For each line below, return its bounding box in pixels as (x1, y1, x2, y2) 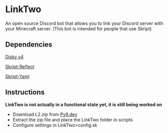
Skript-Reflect (5, 63, 35, 69)
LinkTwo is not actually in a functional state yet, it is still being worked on (5, 101, 162, 107)
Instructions (5, 88, 45, 97)
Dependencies (5, 40, 52, 49)
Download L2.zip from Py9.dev (12, 111, 78, 117)
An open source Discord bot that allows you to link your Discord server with (5, 20, 163, 26)
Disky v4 (5, 54, 24, 60)
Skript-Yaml (5, 73, 29, 79)
